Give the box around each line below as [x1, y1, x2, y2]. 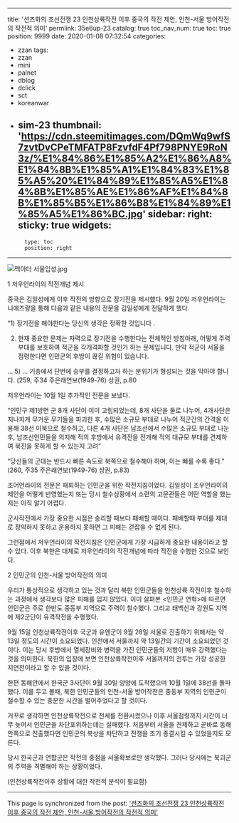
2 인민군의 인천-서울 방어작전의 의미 [7, 570, 107, 579]
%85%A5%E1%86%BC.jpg [17, 208, 143, 221]
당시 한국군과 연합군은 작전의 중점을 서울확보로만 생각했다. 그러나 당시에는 [7, 753, 213, 762]
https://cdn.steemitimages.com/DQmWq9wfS [21, 130, 231, 142]
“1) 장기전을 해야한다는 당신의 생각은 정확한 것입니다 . [7, 318, 155, 327]
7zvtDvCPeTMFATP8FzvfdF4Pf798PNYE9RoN [17, 142, 228, 154]
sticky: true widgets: [17, 219, 112, 231]
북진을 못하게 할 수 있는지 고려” [14, 441, 102, 450]
